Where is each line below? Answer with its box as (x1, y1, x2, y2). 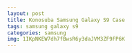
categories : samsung (7, 29, 67, 36)
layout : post (7, 10, 45, 17)
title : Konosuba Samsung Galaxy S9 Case (7, 17, 126, 23)
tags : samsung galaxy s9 (7, 23, 79, 30)
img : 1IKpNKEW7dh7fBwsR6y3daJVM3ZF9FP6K (7, 36, 126, 43)
